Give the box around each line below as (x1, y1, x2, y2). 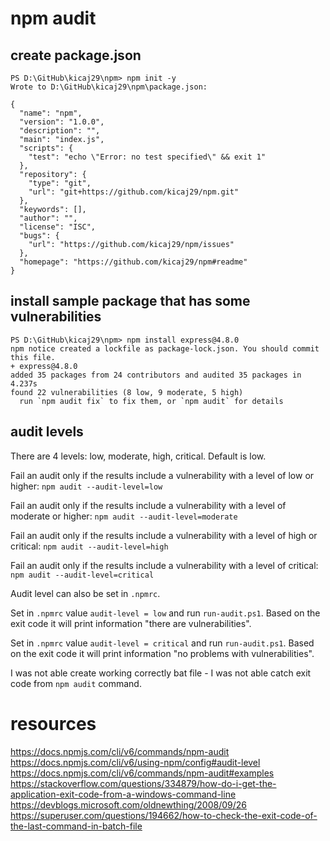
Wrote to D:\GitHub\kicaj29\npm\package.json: (10, 82, 208, 92)
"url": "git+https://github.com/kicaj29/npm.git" (28, 187, 240, 197)
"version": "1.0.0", (19, 117, 105, 127)
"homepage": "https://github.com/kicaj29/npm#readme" (19, 257, 248, 267)
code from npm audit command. (10, 677, 142, 689)
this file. (10, 352, 56, 362)
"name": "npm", (19, 108, 83, 118)
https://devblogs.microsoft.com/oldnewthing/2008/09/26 (10, 798, 248, 811)
